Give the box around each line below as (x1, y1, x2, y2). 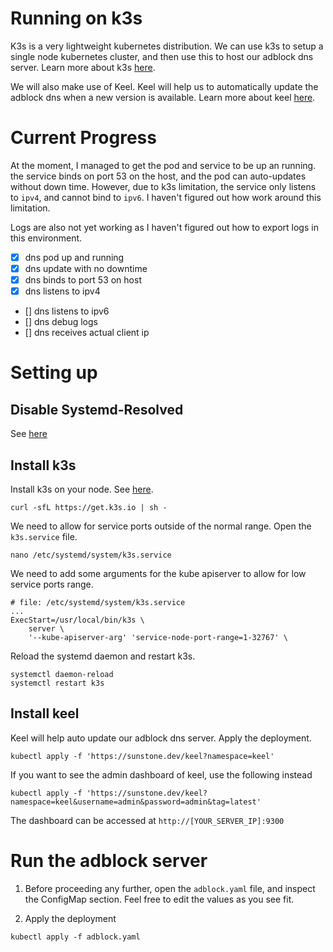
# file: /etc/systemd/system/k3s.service (10, 597, 186, 607)
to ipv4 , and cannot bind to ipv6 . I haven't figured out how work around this (10, 191, 322, 203)
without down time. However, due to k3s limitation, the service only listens (10, 180, 317, 192)
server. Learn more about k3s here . (10, 61, 156, 73)
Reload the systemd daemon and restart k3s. (10, 650, 196, 662)
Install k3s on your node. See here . (10, 483, 154, 495)
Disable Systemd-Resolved (10, 401, 184, 418)
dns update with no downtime (24, 262, 148, 274)
